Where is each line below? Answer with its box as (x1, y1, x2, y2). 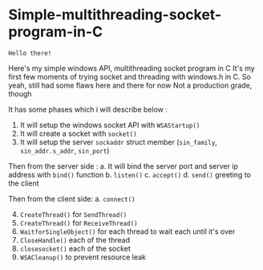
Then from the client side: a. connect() (8, 194, 136, 203)
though (8, 88, 32, 98)
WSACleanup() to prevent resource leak (19, 252, 147, 262)
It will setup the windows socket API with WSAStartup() (19, 120, 200, 129)
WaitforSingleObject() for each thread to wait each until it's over (19, 227, 236, 236)
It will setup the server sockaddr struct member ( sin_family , (19, 137, 218, 146)
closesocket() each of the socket (19, 243, 131, 253)
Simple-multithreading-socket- (8, 6, 222, 24)
